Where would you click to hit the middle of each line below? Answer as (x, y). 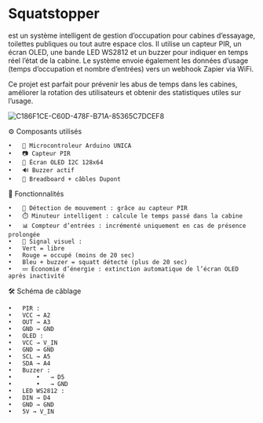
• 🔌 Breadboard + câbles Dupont (65, 179)
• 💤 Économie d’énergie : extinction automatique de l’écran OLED (124, 269)
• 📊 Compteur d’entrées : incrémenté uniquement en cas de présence (127, 226)
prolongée (24, 234)
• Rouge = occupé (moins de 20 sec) (71, 255)
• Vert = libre (37, 248)
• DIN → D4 (29, 398)
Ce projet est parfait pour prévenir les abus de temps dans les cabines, (123, 84)
